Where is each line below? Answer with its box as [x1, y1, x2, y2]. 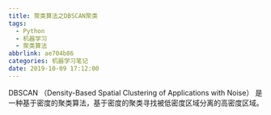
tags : [8, 19, 27, 28]
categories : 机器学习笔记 [8, 57, 89, 66]
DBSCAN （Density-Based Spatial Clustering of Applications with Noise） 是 [8, 87, 263, 97]
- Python [15, 27, 45, 35]
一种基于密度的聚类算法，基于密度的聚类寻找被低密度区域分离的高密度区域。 [8, 98, 264, 108]
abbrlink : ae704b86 [8, 49, 74, 57]
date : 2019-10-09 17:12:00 [8, 65, 100, 73]
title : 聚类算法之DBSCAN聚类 [8, 11, 99, 20]
